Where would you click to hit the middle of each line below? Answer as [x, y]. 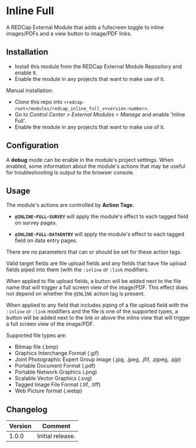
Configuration [32, 146]
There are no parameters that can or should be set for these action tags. [94, 252]
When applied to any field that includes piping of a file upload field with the [97, 305]
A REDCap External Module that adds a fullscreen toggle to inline [85, 27]
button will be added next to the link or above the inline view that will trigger [98, 318]
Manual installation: [30, 90]
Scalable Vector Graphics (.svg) [53, 378]
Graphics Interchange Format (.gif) [57, 353]
